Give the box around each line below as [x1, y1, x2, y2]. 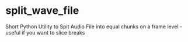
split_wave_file [5, 4, 79, 17]
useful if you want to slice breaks [5, 29, 85, 36]
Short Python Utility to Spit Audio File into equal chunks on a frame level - [5, 23, 182, 30]
